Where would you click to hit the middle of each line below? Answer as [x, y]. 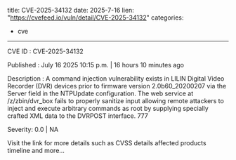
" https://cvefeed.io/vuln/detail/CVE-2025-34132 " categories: [96, 18]
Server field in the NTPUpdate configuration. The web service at [100, 93]
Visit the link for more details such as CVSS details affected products [107, 143]
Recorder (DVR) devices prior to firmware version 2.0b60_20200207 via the [117, 86]
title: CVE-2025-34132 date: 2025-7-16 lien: [71, 10]
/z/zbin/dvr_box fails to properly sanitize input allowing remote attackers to [116, 101]
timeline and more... [36, 151]
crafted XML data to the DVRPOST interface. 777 [78, 116]
